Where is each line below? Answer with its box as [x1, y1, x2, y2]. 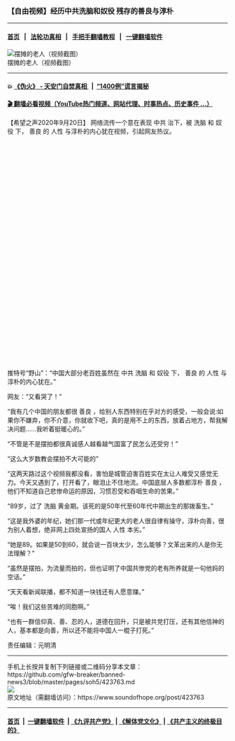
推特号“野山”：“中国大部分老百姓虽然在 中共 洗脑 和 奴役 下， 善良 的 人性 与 [7, 369, 227, 378]
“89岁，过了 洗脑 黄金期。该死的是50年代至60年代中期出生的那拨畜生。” [7, 502, 214, 511]
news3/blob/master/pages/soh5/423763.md [7, 678, 135, 686]
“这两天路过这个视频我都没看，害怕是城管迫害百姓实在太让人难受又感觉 [7, 469, 213, 478]
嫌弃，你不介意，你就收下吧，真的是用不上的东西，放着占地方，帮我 [25, 416, 222, 424]
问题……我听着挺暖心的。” [13, 425, 85, 434]
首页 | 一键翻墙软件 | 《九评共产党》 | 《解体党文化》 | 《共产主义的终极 [7, 716, 217, 726]
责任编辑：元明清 [7, 641, 57, 649]
